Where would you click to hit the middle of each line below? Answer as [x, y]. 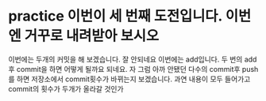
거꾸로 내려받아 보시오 [92, 36]
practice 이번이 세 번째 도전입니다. [115, 16]
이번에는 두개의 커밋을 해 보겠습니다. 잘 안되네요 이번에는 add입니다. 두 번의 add [133, 59]
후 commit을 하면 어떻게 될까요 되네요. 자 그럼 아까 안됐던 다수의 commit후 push [133, 69]
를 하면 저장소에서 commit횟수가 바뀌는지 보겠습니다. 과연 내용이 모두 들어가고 [129, 79]
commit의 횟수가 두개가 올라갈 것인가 [66, 88]
